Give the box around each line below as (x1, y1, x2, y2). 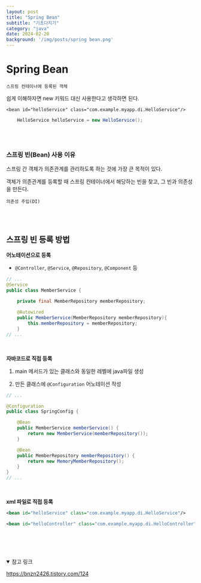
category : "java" (6, 25, 50, 32)
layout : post (6, 8, 39, 15)
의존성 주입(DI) (6, 199, 41, 205)
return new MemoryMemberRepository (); (28, 458, 124, 464)
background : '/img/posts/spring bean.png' (6, 37, 114, 43)
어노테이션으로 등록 (6, 251, 51, 259)
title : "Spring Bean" (6, 14, 60, 20)
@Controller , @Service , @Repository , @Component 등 (14, 264, 138, 271)
